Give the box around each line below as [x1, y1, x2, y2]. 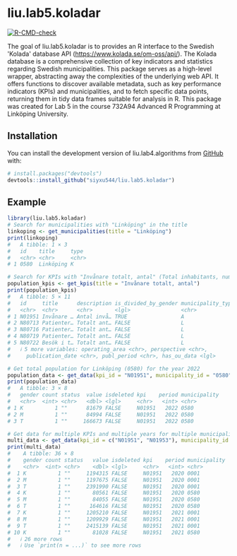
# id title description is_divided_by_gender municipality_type [7, 300, 235, 307]
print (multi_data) [7, 444, 61, 451]
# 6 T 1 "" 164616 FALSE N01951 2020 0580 [7, 503, 200, 510]
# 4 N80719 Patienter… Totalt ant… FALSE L [7, 333, 185, 340]
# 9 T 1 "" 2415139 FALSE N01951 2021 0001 [7, 522, 200, 529]
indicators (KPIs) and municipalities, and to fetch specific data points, [7, 87, 209, 95]
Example [7, 196, 47, 208]
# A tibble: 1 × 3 [7, 241, 68, 248]
